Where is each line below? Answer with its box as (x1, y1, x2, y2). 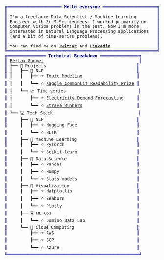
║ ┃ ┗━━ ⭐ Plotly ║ (4, 203, 140, 209)
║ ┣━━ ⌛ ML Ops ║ (4, 211, 140, 216)
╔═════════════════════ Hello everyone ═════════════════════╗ (4, 4, 160, 9)
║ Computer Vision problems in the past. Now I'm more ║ (4, 24, 160, 29)
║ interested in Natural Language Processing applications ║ (4, 29, 160, 34)
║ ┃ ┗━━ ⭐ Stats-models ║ (4, 176, 140, 182)
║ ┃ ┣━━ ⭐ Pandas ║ (4, 162, 140, 167)
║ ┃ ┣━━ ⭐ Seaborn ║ (4, 196, 140, 201)
